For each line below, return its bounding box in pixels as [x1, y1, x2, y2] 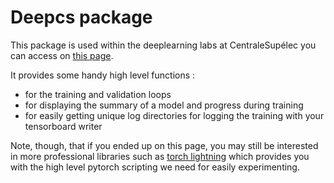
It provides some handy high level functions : [10, 69, 196, 81]
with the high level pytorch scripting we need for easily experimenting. [10, 161, 300, 173]
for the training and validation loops [24, 88, 172, 100]
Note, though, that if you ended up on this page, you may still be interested [10, 139, 319, 151]
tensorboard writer [24, 120, 103, 132]
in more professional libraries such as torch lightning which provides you [10, 150, 310, 162]
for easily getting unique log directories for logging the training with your [24, 109, 325, 121]
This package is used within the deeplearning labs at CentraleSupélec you [10, 39, 317, 51]
